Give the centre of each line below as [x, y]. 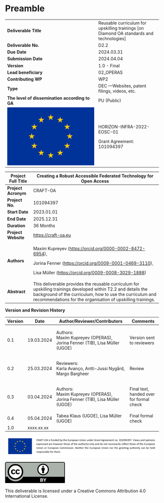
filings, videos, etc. [117, 91]
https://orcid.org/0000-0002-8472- [107, 249]
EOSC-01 [108, 132]
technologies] [112, 38]
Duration [16, 226]
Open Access [95, 181]
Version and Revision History [35, 310]
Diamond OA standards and [126, 33]
